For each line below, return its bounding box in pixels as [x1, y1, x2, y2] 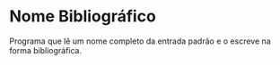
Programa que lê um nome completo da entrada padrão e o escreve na [9, 36, 271, 46]
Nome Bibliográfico [9, 6, 157, 27]
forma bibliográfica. [9, 45, 83, 55]
